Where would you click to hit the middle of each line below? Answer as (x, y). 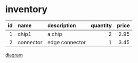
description (62, 25)
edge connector (67, 42)
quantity (101, 25)
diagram (14, 55)
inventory (26, 9)
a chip (55, 34)
